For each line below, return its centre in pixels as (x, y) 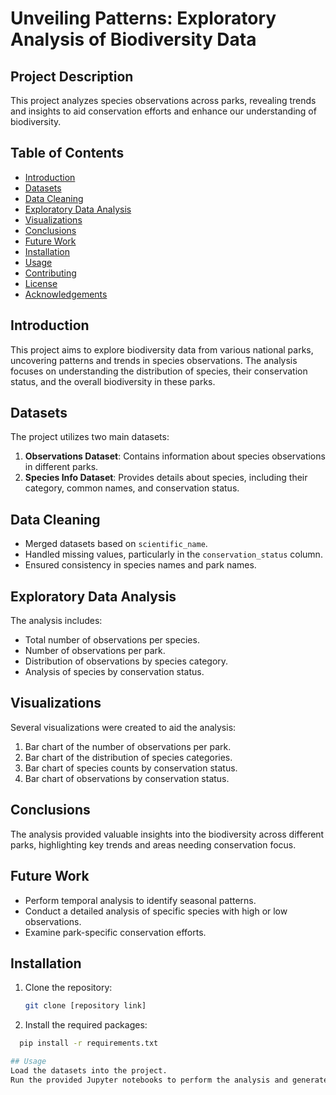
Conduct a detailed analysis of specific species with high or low (156, 911)
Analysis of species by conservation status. (114, 672)
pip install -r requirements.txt (89, 1043)
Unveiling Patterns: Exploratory (143, 18)
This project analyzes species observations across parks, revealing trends (163, 100)
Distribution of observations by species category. (126, 661)
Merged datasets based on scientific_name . (116, 544)
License (41, 283)
